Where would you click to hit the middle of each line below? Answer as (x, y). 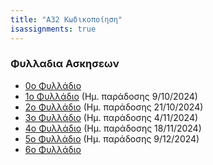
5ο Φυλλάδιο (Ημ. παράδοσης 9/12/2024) (112, 138)
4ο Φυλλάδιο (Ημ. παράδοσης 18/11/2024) (113, 128)
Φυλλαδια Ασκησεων (65, 64)
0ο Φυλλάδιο (53, 85)
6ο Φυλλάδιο (53, 149)
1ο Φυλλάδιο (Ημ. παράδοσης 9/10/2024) (111, 96)
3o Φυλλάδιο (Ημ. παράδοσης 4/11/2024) (111, 117)
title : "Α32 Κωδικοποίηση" (66, 19)
